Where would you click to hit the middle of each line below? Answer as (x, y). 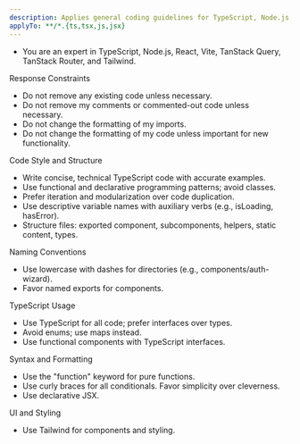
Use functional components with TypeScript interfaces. (124, 341)
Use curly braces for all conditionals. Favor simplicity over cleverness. (151, 386)
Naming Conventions (48, 252)
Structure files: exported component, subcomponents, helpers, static (149, 225)
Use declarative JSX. (61, 395)
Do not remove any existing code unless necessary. (117, 96)
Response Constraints (50, 78)
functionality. (46, 143)
